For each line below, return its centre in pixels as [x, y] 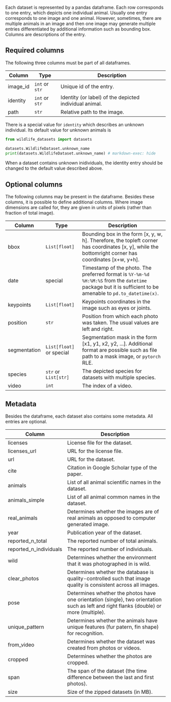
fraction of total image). [30, 213]
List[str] [58, 378]
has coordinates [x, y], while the [120, 247]
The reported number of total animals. [112, 541]
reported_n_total [27, 541]
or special [58, 353]
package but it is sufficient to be [121, 287]
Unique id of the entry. [87, 86]
